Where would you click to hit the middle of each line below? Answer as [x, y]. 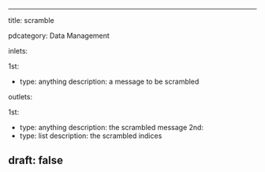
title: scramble [31, 20]
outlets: [21, 97]
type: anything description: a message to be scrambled [109, 81]
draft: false [35, 161]
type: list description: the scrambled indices [91, 136]
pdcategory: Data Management [59, 36]
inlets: [18, 51]
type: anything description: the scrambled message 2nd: [111, 127]
